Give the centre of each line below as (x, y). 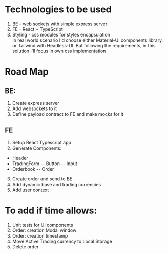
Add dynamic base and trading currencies (57, 184)
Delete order (25, 247)
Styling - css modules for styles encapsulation (61, 34)
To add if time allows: (51, 211)
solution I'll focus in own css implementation (59, 51)
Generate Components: (37, 148)
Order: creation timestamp (40, 235)
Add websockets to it (35, 108)
